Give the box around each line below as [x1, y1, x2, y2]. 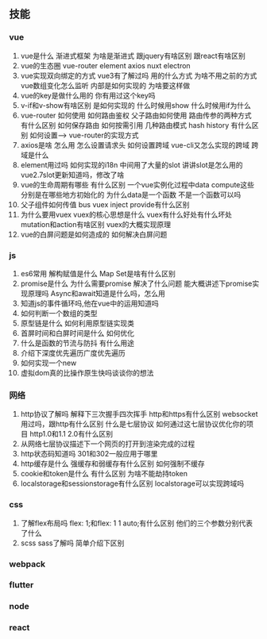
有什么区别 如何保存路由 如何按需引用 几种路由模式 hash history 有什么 [20, 120, 253, 129]
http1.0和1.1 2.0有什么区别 [29, 429, 114, 439]
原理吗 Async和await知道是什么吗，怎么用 [27, 288, 166, 298]
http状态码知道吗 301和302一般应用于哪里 [20, 449, 158, 459]
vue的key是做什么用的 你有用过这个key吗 [20, 90, 156, 100]
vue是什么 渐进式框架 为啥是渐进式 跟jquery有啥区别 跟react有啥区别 [20, 51, 246, 60]
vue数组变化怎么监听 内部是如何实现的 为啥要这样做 [20, 80, 190, 90]
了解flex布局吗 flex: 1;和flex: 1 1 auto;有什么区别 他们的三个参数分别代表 [20, 518, 253, 528]
